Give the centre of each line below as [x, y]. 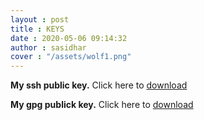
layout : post [40, 19]
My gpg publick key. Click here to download [102, 105]
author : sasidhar [48, 47]
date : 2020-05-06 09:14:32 [69, 38]
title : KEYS [37, 29]
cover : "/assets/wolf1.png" [71, 57]
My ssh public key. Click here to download [99, 85]
